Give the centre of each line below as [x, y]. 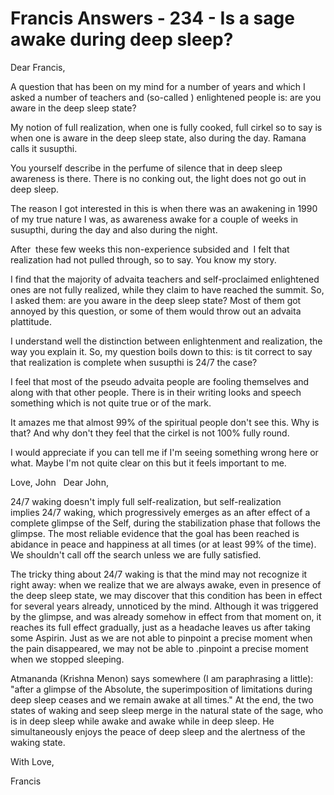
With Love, [32, 761]
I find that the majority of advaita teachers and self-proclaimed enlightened [165, 279]
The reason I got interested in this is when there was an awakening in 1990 [164, 208]
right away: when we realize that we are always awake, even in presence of [166, 584]
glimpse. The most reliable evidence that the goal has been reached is [155, 533]
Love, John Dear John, [59, 482]
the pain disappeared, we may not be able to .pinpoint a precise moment [159, 648]
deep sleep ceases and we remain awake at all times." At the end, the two [162, 699]
